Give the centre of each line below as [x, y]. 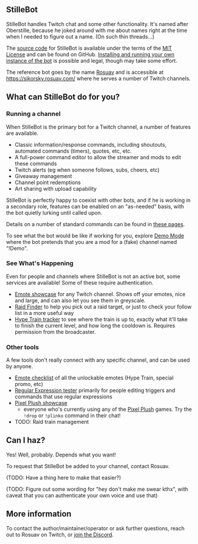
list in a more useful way [44, 313]
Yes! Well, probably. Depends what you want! [61, 455]
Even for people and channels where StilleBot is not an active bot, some [93, 276]
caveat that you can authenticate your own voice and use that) [82, 495]
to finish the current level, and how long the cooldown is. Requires [95, 326]
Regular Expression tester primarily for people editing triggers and [95, 391]
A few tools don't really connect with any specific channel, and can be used [98, 360]
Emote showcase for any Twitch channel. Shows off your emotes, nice [100, 294]
